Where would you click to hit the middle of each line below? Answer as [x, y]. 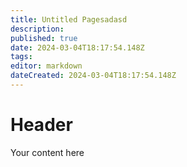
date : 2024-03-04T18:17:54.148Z [77, 47]
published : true [44, 38]
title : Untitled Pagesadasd [69, 19]
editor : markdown [46, 66]
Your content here [47, 152]
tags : [21, 57]
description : [37, 29]
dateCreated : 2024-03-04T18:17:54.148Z [93, 76]
